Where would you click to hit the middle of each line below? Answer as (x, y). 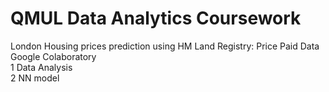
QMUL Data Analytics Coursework (156, 18)
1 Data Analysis (41, 67)
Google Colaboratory (53, 56)
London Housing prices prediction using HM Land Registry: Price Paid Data (165, 46)
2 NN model (35, 78)
